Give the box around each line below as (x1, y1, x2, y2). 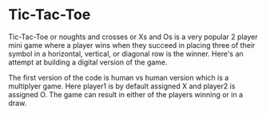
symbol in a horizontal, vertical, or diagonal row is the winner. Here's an (8, 49, 244, 58)
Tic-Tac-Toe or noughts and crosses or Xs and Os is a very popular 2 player (8, 32, 258, 41)
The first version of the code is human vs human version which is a (8, 73, 229, 82)
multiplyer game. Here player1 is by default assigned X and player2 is (8, 81, 236, 91)
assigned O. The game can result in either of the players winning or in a (8, 89, 244, 99)
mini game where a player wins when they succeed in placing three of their (8, 40, 256, 49)
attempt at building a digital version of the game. (8, 57, 168, 67)
